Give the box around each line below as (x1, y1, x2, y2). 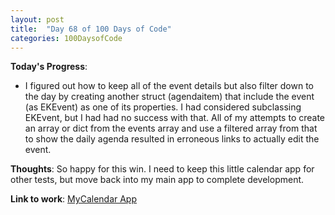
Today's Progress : (10, 61, 88, 73)
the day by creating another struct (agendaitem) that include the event (24, 91, 315, 103)
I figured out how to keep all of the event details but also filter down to (24, 80, 315, 92)
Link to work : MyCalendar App (10, 193, 138, 205)
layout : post (10, 14, 65, 25)
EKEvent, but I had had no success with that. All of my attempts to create (24, 112, 326, 124)
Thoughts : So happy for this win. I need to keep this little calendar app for (10, 163, 315, 175)
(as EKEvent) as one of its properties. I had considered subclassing (24, 101, 302, 113)
